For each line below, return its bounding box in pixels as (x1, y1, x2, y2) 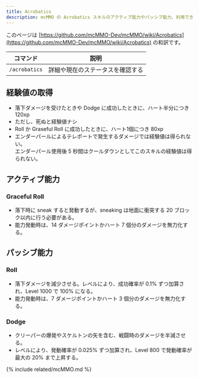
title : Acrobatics (6, 8, 52, 15)
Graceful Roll (6, 192, 44, 200)
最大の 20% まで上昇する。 (14, 354, 82, 361)
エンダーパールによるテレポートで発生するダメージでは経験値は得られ (14, 133, 186, 140)
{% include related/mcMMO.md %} (6, 366, 92, 373)
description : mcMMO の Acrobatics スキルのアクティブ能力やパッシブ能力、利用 (6, 14, 185, 20)
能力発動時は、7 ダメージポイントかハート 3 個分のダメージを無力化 (14, 294, 181, 302)
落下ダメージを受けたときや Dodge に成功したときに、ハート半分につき (14, 104, 190, 111)
